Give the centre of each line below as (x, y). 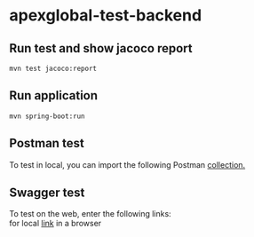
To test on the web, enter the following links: (90, 214)
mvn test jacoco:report (53, 68)
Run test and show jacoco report (101, 48)
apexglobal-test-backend (106, 16)
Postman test (47, 143)
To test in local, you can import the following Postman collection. (127, 164)
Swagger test (47, 193)
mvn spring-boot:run (48, 116)
